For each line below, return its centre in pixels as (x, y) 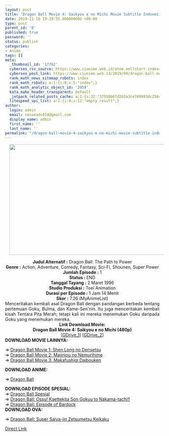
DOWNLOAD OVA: (24, 410)
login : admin (23, 110)
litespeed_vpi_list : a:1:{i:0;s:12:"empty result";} (64, 101)
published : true (22, 32)
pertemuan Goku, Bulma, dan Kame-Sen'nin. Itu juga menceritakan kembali (82, 309)
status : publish (22, 42)
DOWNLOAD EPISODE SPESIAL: (38, 389)
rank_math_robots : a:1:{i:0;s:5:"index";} (53, 83)
